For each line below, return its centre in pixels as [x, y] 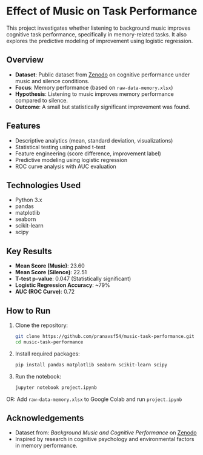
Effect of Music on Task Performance [102, 11]
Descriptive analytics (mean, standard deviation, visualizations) [94, 140]
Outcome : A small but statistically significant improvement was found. [102, 107]
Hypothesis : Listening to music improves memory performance [94, 94]
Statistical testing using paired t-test [60, 147]
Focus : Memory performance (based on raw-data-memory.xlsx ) [94, 87]
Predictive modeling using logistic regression [71, 160]
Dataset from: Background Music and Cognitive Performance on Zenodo [106, 433]
